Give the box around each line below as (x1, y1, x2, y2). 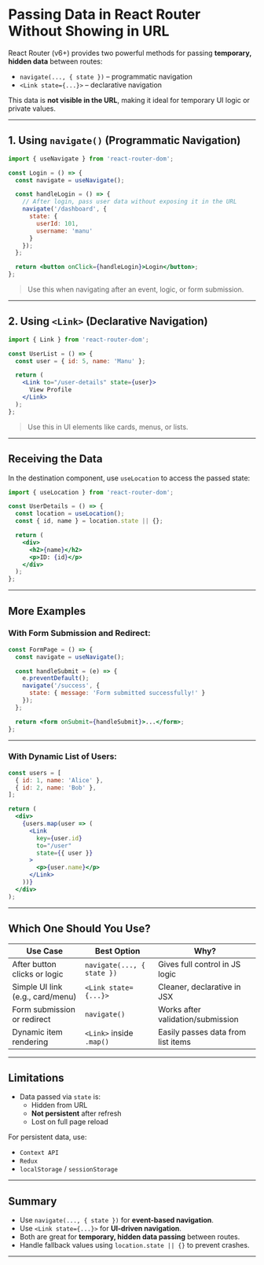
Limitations (8, 1071, 64, 1084)
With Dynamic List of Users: (8, 751, 118, 762)
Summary (8, 1194, 57, 1208)
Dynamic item (12, 1026, 63, 1037)
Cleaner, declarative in (158, 981, 241, 992)
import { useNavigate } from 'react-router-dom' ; (8, 155, 174, 163)
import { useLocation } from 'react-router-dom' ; (8, 488, 174, 496)
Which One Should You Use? (8, 922, 151, 936)
